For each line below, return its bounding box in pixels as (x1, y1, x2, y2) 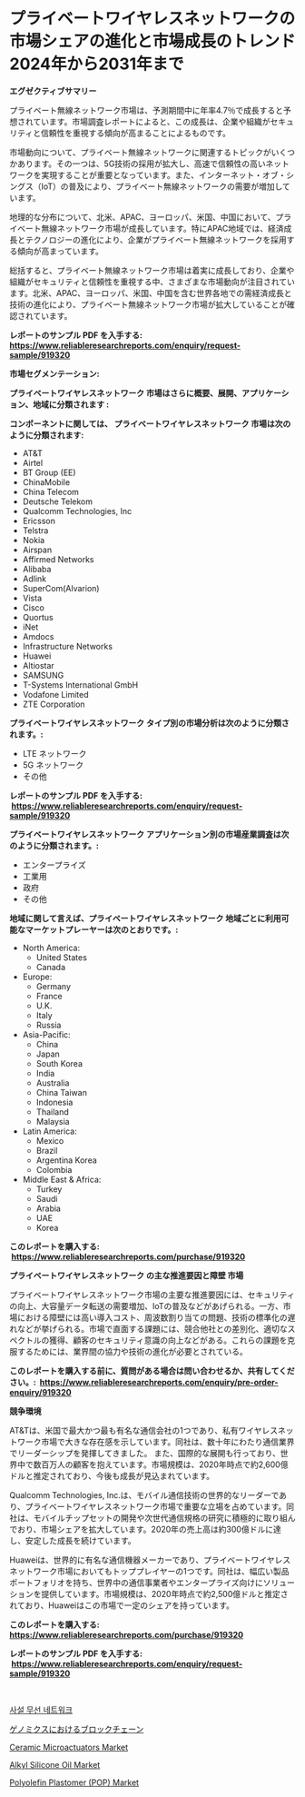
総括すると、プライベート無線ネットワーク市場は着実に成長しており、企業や (9, 264, 295, 275)
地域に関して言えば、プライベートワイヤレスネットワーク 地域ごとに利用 (9, 912, 281, 923)
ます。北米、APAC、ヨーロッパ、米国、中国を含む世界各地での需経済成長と (9, 287, 292, 298)
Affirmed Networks (22, 553, 94, 564)
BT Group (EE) (22, 467, 76, 478)
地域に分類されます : (33, 399, 110, 410)
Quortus (22, 611, 54, 622)
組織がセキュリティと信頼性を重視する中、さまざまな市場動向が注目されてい (9, 276, 295, 287)
